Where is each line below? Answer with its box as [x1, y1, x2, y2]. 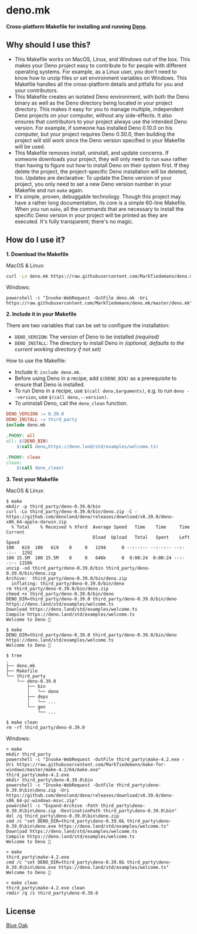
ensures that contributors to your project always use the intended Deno [14, 118, 188, 125]
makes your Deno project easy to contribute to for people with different [14, 62, 187, 69]
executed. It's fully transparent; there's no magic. [14, 218, 134, 225]
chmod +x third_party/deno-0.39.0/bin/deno [6, 591, 114, 597]
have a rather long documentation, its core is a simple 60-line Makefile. [14, 199, 186, 206]
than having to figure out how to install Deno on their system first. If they [14, 162, 189, 169]
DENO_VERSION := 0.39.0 [6, 411, 64, 417]
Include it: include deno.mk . [14, 368, 81, 376]
